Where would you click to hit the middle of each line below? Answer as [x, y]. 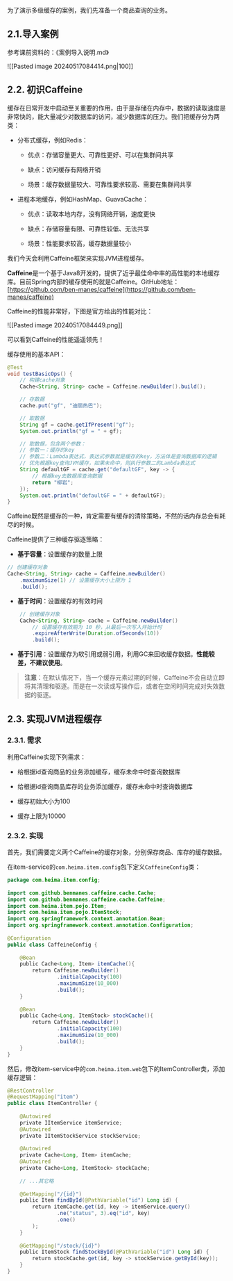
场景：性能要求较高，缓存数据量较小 [79, 243]
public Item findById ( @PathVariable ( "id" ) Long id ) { [99, 1200]
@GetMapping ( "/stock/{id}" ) [60, 1246]
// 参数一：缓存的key [47, 450]
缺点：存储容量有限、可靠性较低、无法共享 [88, 229]
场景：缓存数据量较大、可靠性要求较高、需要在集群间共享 [110, 184]
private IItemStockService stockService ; [80, 1136]
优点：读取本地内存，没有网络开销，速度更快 [92, 213]
